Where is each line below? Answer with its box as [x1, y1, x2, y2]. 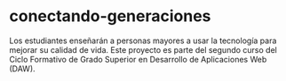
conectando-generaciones [9, 6, 211, 26]
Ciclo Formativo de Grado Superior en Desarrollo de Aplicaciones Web [9, 54, 267, 64]
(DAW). [9, 63, 36, 74]
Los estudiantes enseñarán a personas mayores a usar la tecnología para [9, 35, 277, 46]
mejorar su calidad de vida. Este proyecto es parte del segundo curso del [9, 44, 277, 55]
